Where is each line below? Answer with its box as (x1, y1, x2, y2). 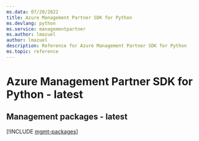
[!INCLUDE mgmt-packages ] (6, 128, 78, 135)
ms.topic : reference (6, 49, 59, 55)
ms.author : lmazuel (6, 32, 56, 38)
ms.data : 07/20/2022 (6, 9, 59, 15)
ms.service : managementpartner (6, 26, 86, 32)
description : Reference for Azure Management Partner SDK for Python (6, 43, 187, 49)
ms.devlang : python (6, 20, 56, 26)
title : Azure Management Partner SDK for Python (6, 15, 132, 21)
